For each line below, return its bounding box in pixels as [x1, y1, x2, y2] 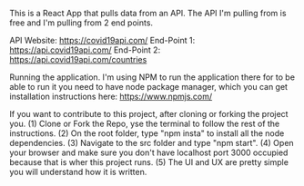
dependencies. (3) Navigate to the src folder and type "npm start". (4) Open [9, 138, 294, 148]
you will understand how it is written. [9, 167, 147, 177]
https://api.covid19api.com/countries [9, 54, 147, 64]
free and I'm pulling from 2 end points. [9, 17, 153, 28]
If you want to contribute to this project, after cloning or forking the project [9, 109, 289, 119]
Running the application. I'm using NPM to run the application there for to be [9, 72, 296, 83]
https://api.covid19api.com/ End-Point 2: [9, 44, 161, 55]
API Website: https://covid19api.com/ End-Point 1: [9, 35, 196, 45]
